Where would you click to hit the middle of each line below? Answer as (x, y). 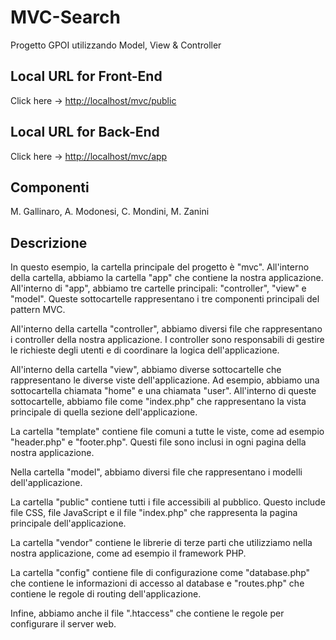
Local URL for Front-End (86, 76)
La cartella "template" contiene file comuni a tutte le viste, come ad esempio (167, 432)
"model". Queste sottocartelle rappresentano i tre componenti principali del (165, 299)
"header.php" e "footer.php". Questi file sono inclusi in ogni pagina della (158, 442)
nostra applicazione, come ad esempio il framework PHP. (128, 553)
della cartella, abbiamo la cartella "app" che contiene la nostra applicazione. (167, 278)
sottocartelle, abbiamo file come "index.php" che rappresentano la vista (158, 402)
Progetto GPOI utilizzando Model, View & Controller (116, 45)
